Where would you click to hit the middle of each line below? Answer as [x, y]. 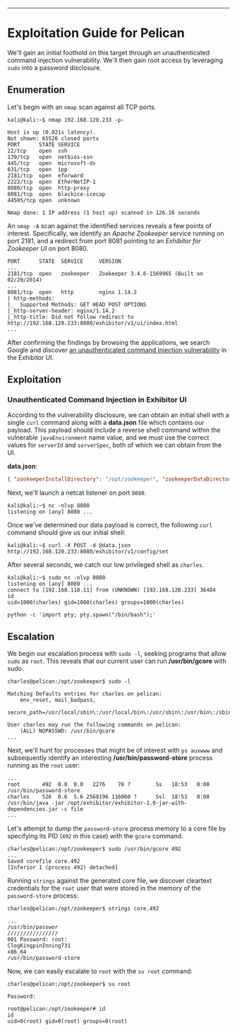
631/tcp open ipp [38, 169]
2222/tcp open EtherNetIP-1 [52, 182]
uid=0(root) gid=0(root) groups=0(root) [68, 1021]
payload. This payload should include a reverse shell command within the [114, 430]
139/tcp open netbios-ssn [50, 157]
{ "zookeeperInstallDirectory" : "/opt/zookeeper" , [83, 479]
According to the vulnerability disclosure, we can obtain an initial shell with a [118, 415]
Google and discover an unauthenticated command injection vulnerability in [117, 350]
